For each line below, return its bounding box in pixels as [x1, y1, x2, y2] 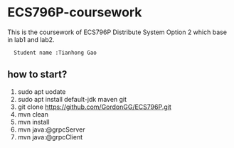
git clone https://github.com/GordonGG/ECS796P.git [17, 102, 172, 111]
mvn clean [17, 110, 48, 118]
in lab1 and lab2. [7, 35, 55, 43]
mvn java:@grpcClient [17, 132, 83, 141]
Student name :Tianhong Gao [14, 49, 97, 56]
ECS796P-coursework [7, 4, 142, 21]
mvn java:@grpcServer [17, 125, 85, 134]
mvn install [17, 117, 50, 126]
